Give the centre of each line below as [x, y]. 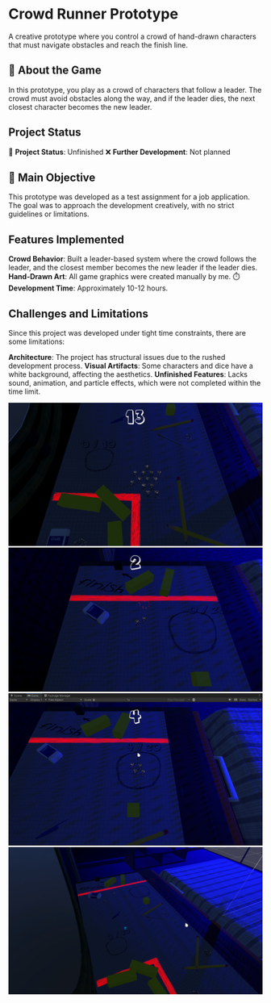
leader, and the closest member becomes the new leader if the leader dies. [133, 268]
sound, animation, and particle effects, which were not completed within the [135, 383]
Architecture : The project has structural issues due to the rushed [117, 357]
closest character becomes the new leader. [80, 107]
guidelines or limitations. [49, 214]
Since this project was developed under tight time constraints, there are [127, 333]
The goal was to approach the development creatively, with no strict [121, 206]
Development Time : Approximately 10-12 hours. [88, 288]
